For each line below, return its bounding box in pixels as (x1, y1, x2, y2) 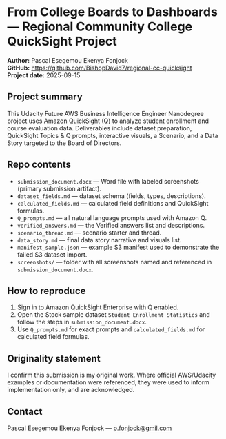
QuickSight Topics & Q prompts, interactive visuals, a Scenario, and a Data (7, 131, 218, 139)
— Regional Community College (7, 19, 193, 35)
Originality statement (7, 353, 101, 364)
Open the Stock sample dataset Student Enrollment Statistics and (17, 311, 210, 319)
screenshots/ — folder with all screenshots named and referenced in (17, 257, 212, 266)
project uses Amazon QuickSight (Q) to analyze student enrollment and (7, 117, 209, 125)
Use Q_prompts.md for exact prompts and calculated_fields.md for (17, 325, 205, 333)
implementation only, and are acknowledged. (7, 386, 135, 394)
